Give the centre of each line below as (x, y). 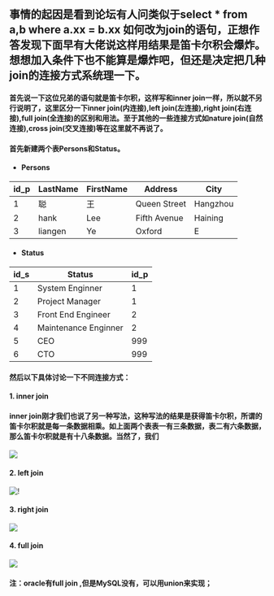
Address (161, 189)
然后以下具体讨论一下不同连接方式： (70, 377)
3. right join (29, 510)
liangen (52, 231)
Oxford (149, 231)
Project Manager (69, 301)
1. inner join (29, 396)
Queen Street (161, 203)
